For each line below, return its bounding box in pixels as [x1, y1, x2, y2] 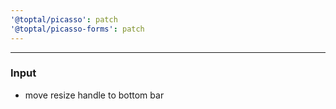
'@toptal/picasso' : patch [10, 14, 118, 25]
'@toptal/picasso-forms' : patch [10, 24, 145, 34]
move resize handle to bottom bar [24, 89, 165, 101]
